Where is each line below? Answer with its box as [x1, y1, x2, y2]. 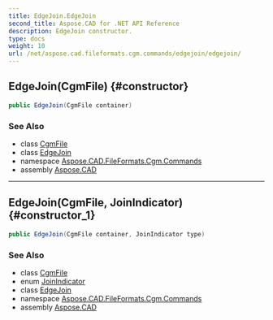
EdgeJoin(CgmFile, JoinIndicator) [8, 196, 184, 210]
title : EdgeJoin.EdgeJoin [8, 11, 96, 20]
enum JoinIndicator [19, 276, 85, 286]
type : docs [8, 34, 45, 43]
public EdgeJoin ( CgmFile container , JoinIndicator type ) [8, 230, 206, 238]
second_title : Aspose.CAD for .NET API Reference [8, 19, 180, 28]
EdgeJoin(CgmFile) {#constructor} [8, 80, 189, 93]
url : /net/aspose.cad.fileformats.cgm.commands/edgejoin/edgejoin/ [8, 50, 242, 58]
